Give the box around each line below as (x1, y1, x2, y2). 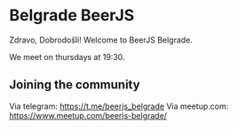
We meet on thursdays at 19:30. (9, 51, 126, 62)
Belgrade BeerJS (9, 5, 135, 26)
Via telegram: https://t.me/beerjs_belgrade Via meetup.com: (9, 101, 229, 111)
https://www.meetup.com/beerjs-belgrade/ (9, 110, 167, 120)
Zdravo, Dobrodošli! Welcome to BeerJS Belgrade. (9, 34, 194, 45)
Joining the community (9, 77, 140, 93)
